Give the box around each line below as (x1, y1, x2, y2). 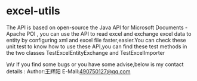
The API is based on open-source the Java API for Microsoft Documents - (6, 24, 188, 31)
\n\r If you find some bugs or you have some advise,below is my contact (6, 61, 184, 68)
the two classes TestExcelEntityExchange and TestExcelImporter (6, 49, 165, 56)
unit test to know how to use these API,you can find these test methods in (6, 43, 187, 50)
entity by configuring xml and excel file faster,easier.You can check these (6, 36, 186, 43)
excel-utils (6, 4, 61, 18)
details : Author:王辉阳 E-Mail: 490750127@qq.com (6, 67, 131, 75)
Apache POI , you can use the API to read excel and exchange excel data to (6, 30, 192, 37)
